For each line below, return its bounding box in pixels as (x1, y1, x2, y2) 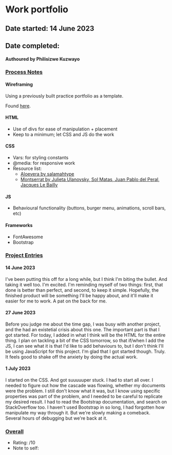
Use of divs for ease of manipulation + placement (12, 126, 118, 132)
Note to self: (12, 445, 40, 451)
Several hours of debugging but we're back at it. (5, 415, 108, 422)
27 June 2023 (5, 310, 36, 316)
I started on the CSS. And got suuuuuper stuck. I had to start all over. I (5, 377, 154, 383)
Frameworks (5, 222, 33, 228)
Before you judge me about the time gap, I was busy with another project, (5, 321, 161, 327)
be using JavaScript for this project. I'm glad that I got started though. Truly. (5, 348, 166, 354)
